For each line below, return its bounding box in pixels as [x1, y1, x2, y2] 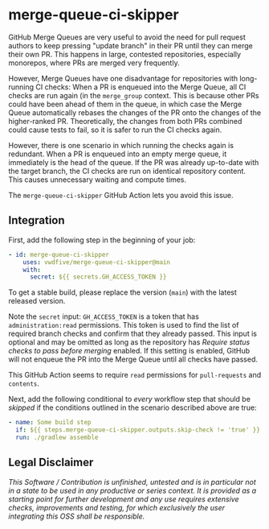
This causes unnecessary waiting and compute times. [8, 175, 187, 184]
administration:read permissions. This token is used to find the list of [8, 320, 239, 330]
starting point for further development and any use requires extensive [8, 494, 239, 504]
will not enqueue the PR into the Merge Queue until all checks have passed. [8, 354, 259, 364]
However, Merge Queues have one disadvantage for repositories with [8, 73, 238, 83]
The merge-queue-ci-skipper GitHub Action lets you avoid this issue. [8, 190, 234, 200]
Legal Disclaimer [8, 456, 94, 469]
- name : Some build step [8, 419, 92, 427]
